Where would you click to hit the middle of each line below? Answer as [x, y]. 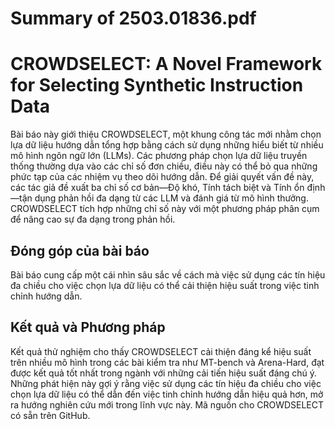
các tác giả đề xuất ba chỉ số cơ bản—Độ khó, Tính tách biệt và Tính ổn [157, 188]
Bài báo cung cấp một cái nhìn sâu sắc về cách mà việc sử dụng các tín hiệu [168, 274]
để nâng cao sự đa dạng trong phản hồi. [93, 219]
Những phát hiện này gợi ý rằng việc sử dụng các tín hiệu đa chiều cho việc [166, 383]
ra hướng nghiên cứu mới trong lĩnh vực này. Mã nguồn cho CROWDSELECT [167, 404]
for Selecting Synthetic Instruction [157, 85]
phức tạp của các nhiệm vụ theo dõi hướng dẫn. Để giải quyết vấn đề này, [162, 177]
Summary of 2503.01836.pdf [133, 18]
